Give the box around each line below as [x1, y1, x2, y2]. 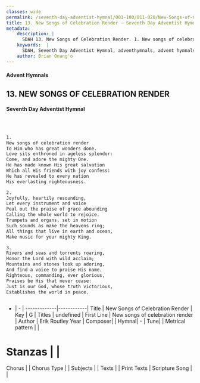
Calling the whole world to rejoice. [6, 212, 100, 218]
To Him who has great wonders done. [6, 146, 97, 152]
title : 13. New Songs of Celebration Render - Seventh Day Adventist [6, 20, 183, 26]
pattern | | [14, 324, 40, 331]
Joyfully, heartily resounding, [6, 195, 86, 201]
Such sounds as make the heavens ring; [6, 223, 105, 228]
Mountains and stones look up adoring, [6, 261, 105, 267]
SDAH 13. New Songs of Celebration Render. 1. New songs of [21, 36, 174, 42]
